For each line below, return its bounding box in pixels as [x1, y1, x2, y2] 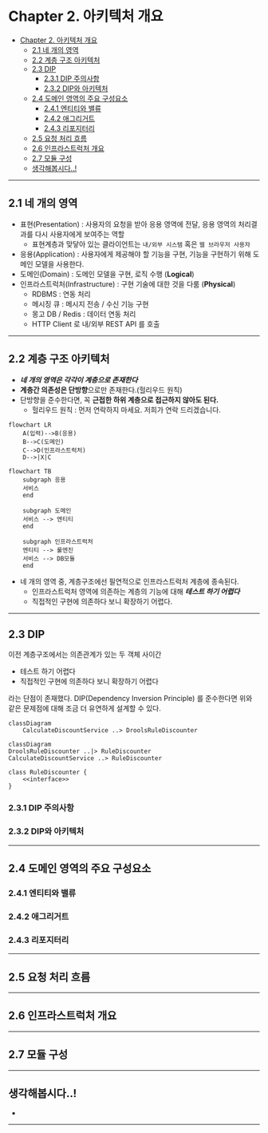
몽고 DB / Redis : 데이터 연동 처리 [31, 309, 136, 319]
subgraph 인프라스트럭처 [22, 537, 93, 545]
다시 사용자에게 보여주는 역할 [34, 229, 125, 239]
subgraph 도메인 [22, 506, 72, 515]
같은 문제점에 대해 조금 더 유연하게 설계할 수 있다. [8, 703, 162, 713]
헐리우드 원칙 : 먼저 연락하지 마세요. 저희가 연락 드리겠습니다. [31, 405, 222, 414]
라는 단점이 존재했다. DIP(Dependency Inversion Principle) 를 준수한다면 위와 [8, 694, 253, 703]
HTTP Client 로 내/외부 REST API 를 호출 [31, 319, 160, 328]
